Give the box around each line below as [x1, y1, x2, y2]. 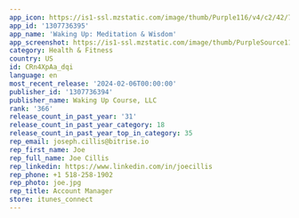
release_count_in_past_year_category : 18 [9, 121, 166, 130]
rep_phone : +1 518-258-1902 [9, 170, 114, 179]
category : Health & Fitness [9, 46, 114, 55]
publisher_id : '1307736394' [9, 87, 114, 96]
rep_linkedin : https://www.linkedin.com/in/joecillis [9, 162, 214, 171]
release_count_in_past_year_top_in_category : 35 [9, 129, 193, 138]
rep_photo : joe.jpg [9, 179, 82, 188]
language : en [9, 71, 58, 80]
